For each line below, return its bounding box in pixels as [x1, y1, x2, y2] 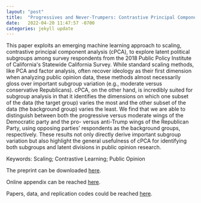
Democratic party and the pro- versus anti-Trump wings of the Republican [6, 118, 189, 126]
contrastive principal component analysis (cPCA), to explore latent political [6, 49, 190, 56]
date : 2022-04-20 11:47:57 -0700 [6, 20, 95, 26]
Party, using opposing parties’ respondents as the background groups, [6, 125, 181, 132]
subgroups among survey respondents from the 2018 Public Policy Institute [6, 54, 192, 62]
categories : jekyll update [6, 25, 74, 32]
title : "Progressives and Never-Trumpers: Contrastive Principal [6, 14, 175, 20]
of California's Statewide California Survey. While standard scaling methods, [6, 61, 194, 68]
